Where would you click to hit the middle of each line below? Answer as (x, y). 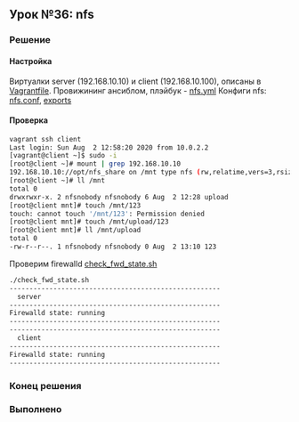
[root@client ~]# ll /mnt (57, 181)
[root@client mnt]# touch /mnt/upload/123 (89, 222)
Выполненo (36, 410)
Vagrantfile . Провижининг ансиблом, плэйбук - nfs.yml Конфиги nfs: (138, 90)
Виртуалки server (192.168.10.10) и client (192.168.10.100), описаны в (135, 81)
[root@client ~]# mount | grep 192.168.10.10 (95, 164)
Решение (30, 40)
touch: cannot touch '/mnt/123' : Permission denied (107, 214)
